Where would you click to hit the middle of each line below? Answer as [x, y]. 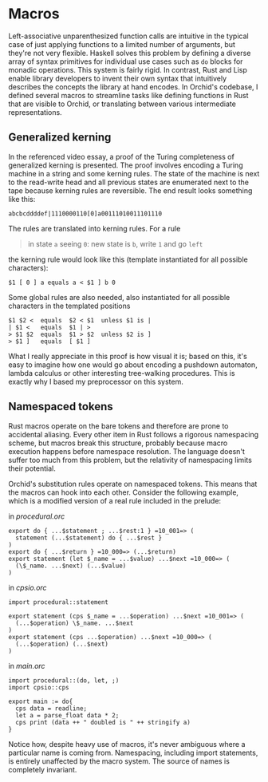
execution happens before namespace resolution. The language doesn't [127, 451]
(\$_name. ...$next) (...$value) [71, 566]
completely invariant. [43, 769]
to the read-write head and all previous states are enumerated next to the [129, 182]
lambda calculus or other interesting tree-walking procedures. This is [122, 373]
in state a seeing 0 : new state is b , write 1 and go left [115, 243]
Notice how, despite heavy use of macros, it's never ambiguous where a [127, 744]
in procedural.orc [37, 516]
